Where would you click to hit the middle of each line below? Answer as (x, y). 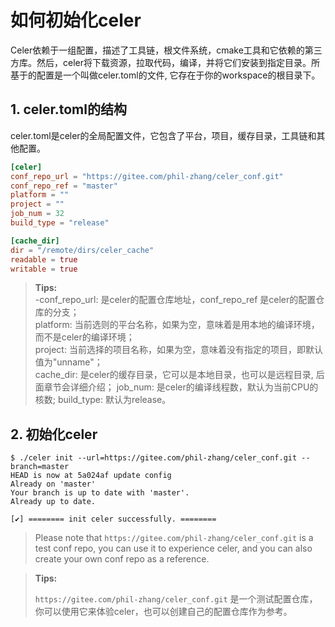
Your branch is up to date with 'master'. (100, 493)
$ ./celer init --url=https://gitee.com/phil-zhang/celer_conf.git (154, 458)
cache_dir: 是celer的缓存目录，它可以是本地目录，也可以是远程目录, (174, 375)
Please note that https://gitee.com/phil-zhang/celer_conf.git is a (174, 538)
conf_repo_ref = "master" (64, 186)
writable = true (44, 269)
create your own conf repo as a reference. (122, 559)
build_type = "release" (60, 223)
